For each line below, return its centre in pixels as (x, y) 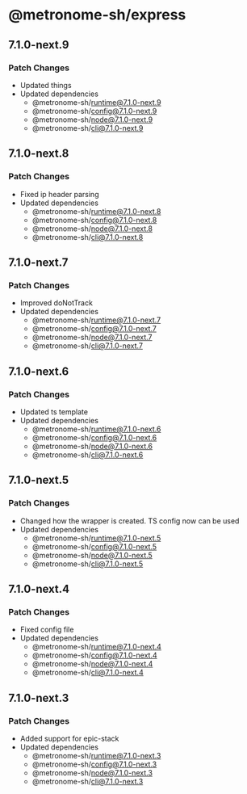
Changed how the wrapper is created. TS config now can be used (130, 521)
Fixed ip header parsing (59, 194)
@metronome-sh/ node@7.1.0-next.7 (92, 338)
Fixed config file (47, 630)
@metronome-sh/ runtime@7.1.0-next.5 (96, 538)
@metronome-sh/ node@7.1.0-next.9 (92, 120)
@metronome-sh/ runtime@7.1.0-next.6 (96, 429)
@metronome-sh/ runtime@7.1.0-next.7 (96, 320)
